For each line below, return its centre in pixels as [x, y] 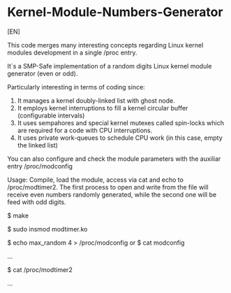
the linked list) [37, 145]
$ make [18, 215]
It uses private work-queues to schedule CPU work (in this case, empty [120, 138]
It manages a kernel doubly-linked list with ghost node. [96, 100]
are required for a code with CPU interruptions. [85, 130]
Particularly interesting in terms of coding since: [76, 87]
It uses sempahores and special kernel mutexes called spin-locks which [121, 122]
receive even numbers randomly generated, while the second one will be [112, 194]
